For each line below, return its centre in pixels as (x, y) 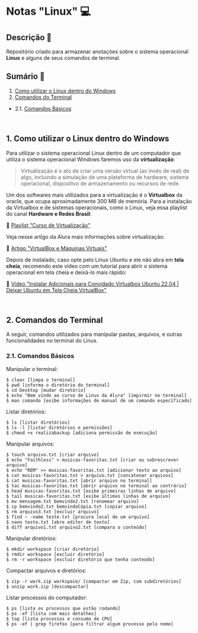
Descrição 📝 (29, 37)
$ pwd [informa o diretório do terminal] (58, 385)
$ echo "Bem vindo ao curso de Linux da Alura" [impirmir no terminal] (96, 395)
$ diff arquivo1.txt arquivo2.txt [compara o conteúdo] (76, 527)
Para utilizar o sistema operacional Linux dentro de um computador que (94, 153)
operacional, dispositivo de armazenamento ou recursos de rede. (100, 183)
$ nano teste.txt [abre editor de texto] (58, 522)
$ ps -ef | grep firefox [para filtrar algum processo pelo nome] (90, 624)
